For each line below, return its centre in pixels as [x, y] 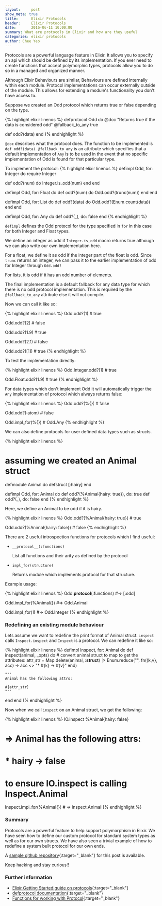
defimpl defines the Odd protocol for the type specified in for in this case [78, 226]
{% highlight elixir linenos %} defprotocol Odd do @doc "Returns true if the [80, 119]
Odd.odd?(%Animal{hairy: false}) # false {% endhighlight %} [66, 527]
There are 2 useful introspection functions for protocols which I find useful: [80, 537]
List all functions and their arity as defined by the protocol [70, 555]
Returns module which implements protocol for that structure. [74, 574]
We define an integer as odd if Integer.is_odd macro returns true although [80, 240]
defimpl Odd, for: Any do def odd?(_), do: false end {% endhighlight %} [76, 216]
